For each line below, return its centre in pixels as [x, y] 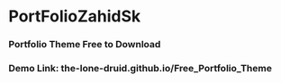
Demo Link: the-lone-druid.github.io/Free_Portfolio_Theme [140, 69]
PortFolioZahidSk [75, 17]
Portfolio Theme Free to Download [85, 45]
